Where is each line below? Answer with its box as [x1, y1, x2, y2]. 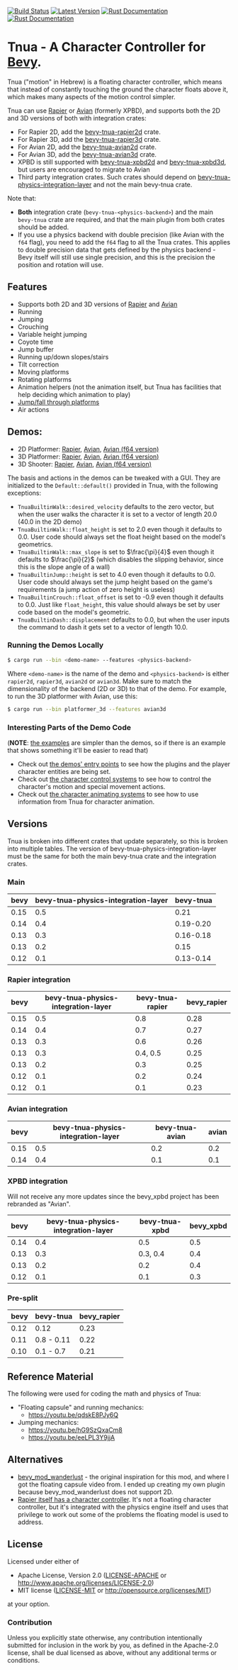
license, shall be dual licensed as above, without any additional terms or [7, 1648, 217, 1657]
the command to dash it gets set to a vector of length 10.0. [17, 622, 188, 631]
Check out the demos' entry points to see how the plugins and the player [17, 759, 231, 768]
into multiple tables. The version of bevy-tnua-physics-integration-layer [7, 844, 217, 853]
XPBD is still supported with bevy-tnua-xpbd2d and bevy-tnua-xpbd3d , [17, 157, 227, 166]
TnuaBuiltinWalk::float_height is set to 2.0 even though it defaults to [17, 525, 222, 533]
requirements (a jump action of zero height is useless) [17, 585, 176, 593]
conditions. [7, 1656, 40, 1664]
